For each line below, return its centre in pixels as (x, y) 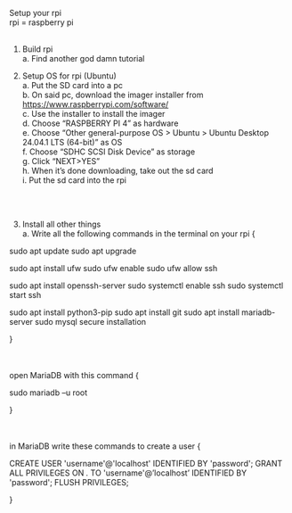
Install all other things (61, 224)
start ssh (25, 295)
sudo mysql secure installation (91, 322)
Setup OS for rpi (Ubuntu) (69, 76)
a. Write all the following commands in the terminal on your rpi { (138, 234)
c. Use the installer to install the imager (93, 114)
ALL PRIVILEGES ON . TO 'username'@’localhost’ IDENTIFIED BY (128, 473)
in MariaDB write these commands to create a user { (105, 446)
